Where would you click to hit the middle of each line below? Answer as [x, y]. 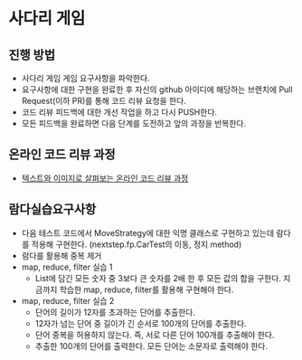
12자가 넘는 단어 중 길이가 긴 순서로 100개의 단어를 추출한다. [141, 323]
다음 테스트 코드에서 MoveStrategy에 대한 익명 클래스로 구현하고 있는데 [148, 232]
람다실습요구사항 [52, 209]
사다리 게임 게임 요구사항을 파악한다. [85, 78]
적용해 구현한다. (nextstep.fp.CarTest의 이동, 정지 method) [137, 244]
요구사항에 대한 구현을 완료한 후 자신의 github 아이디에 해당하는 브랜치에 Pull [157, 90]
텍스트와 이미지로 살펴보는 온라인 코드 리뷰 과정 [105, 178]
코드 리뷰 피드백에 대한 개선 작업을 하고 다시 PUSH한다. [119, 112]
